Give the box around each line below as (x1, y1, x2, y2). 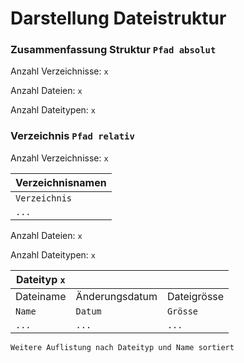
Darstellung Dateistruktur (10, 7, 227, 30)
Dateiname (15, 289, 67, 303)
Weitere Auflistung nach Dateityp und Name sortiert (10, 342, 235, 352)
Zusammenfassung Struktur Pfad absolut (10, 43, 217, 57)
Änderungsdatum (75, 289, 158, 303)
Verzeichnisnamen (15, 175, 107, 189)
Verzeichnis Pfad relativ (10, 129, 135, 143)
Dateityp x (15, 272, 66, 286)
